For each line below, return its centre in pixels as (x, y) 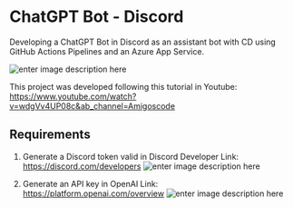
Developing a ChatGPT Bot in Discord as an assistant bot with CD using (143, 42)
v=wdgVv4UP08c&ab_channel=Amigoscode (92, 105)
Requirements (50, 135)
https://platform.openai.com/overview (93, 193)
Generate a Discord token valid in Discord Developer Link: (130, 156)
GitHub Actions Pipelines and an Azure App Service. (107, 51)
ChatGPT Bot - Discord (97, 17)
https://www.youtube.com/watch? (73, 96)
